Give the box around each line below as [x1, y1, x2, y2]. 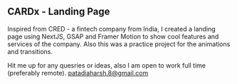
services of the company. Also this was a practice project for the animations [7, 39, 231, 48]
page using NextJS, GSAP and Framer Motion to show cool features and [7, 32, 219, 41]
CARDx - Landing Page [7, 6, 110, 18]
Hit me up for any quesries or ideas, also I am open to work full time [7, 61, 206, 70]
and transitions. [7, 47, 53, 56]
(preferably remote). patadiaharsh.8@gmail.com [7, 68, 149, 77]
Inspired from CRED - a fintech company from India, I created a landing [7, 24, 216, 33]
